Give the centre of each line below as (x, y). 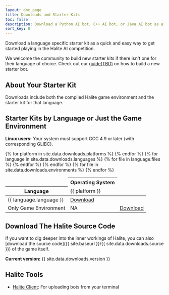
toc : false (17, 19)
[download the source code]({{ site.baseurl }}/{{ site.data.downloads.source (84, 244)
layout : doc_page (23, 10)
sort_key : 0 (18, 29)
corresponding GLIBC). (29, 144)
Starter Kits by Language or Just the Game (74, 119)
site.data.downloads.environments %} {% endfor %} (60, 170)
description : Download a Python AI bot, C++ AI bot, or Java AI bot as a (84, 24)
